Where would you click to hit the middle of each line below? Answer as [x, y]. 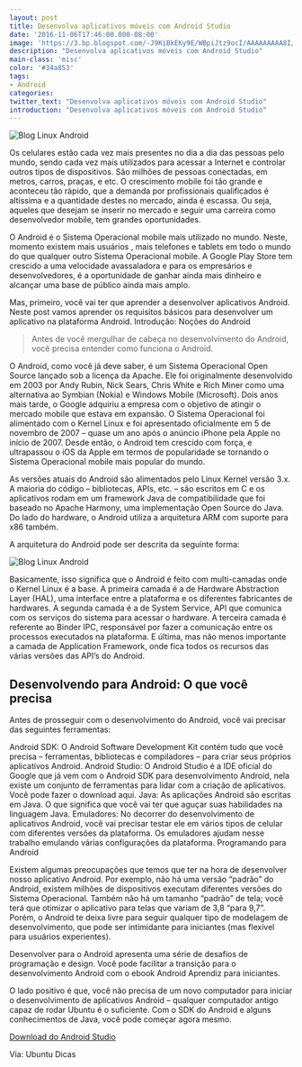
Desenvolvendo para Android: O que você [129, 684]
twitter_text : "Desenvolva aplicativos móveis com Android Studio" [138, 101]
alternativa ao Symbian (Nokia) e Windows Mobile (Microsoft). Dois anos [144, 395]
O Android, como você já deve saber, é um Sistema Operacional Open [138, 366]
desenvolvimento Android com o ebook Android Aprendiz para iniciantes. [145, 973]
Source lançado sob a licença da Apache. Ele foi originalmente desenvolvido [151, 375]
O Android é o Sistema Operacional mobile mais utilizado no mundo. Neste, [148, 237]
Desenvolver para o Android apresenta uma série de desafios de [129, 954]
